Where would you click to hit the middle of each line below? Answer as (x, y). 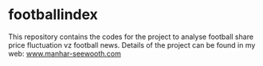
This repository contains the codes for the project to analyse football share (131, 37)
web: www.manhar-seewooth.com (65, 53)
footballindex (53, 15)
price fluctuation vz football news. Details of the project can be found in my (132, 45)
